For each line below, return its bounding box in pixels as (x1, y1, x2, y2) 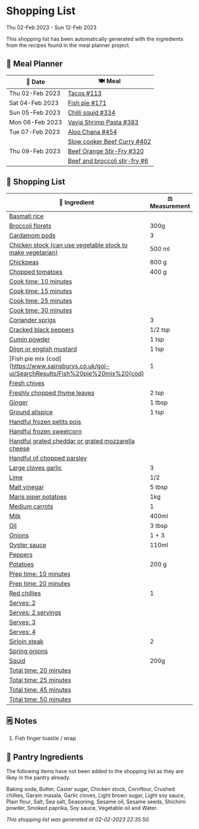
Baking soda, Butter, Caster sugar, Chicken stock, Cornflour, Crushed (6, 786, 175, 793)
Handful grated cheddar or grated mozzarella (9, 436, 135, 445)
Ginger (9, 398, 28, 406)
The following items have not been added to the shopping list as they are (6, 768, 184, 775)
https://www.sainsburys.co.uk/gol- (11, 362, 110, 370)
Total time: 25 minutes (9, 676, 71, 684)
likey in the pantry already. (6, 774, 71, 781)
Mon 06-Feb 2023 (9, 118, 62, 126)
